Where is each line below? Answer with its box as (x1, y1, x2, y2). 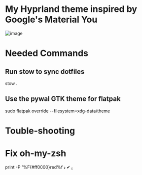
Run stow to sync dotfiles (5, 67, 85, 76)
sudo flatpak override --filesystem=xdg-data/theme (5, 108, 110, 114)
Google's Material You (5, 14, 98, 25)
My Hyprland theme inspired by (5, 3, 137, 15)
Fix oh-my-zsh (5, 148, 67, 159)
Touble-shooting (5, 125, 75, 136)
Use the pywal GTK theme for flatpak (5, 95, 121, 103)
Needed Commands (5, 48, 89, 59)
